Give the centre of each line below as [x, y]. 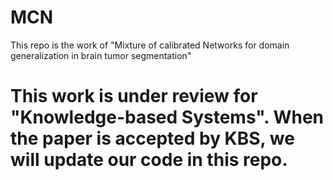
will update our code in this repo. [149, 160]
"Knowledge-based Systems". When [167, 117]
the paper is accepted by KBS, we [152, 138]
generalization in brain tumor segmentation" [101, 55]
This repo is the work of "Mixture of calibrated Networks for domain [150, 45]
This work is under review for [134, 96]
